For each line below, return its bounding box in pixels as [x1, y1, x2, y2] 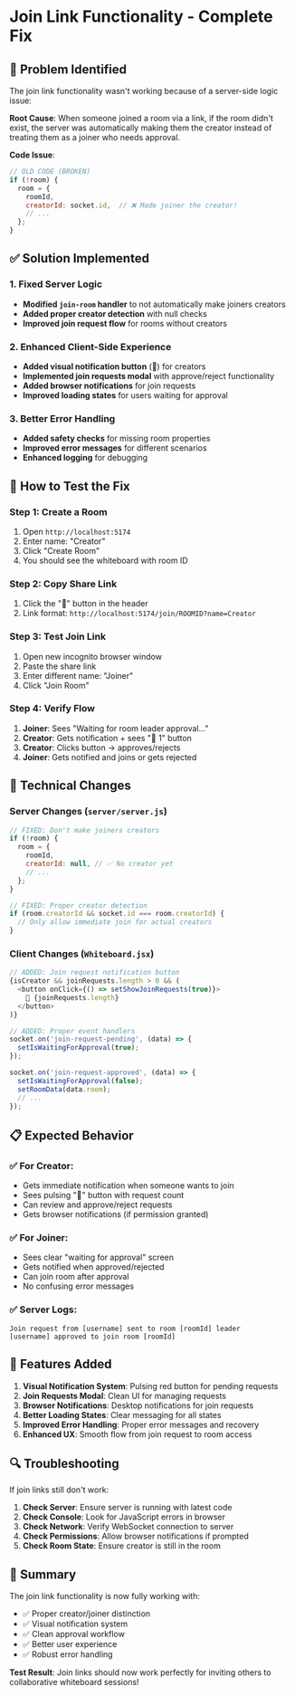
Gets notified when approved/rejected [22, 1262, 165, 1272]
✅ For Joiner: [9, 1232, 69, 1244]
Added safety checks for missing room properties [22, 433, 211, 444]
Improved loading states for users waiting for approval [22, 389, 228, 400]
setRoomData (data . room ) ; [17, 1084, 111, 1094]
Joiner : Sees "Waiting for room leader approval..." [22, 722, 209, 734]
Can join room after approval [22, 1271, 129, 1282]
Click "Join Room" [22, 680, 90, 690]
